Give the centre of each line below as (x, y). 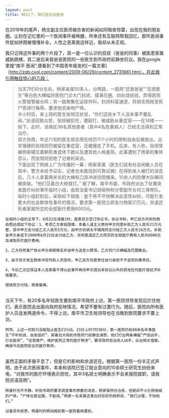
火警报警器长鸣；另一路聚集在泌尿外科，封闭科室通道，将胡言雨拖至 (88, 101)
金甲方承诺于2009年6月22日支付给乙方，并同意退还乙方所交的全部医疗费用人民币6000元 (83, 235)
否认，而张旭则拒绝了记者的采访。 (53, 158)
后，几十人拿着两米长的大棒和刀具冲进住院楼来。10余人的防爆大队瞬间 (90, 177)
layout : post (19, 10)
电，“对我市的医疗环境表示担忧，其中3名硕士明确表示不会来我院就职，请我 (82, 374)
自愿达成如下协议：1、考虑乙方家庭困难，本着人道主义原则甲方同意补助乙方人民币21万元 (83, 224)
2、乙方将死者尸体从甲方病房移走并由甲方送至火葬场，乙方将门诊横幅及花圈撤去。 (77, 250)
